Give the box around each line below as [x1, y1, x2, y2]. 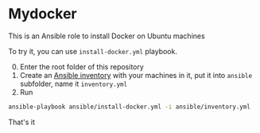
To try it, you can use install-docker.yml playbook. [8, 46, 177, 56]
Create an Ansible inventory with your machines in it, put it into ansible [19, 70, 253, 80]
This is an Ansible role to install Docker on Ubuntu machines [8, 31, 205, 41]
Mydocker [8, 5, 77, 23]
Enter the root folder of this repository [19, 61, 145, 72]
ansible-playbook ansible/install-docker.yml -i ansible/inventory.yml [8, 103, 250, 111]
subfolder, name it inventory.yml [19, 79, 128, 88]
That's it [8, 117, 36, 127]
